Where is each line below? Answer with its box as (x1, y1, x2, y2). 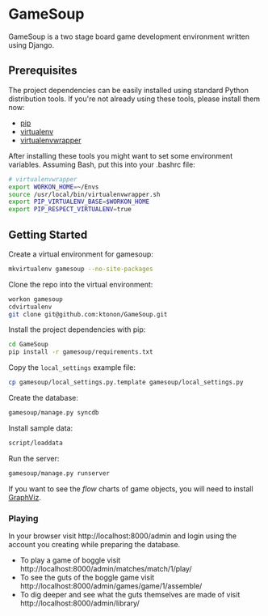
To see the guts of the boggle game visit (19, 572, 155, 582)
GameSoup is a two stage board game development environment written (8, 32, 250, 41)
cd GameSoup (8, 341, 48, 349)
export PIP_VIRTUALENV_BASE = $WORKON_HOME (8, 198, 150, 206)
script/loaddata (8, 439, 63, 447)
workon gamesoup (8, 295, 63, 304)
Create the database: (8, 393, 79, 403)
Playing (8, 512, 39, 524)
